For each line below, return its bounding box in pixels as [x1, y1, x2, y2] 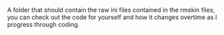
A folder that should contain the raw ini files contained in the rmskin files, [7, 6, 216, 14]
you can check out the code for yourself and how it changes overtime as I [7, 13, 218, 21]
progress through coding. [7, 21, 80, 28]
